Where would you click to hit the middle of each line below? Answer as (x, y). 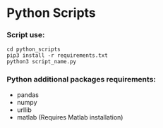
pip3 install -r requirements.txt (58, 56)
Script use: (26, 35)
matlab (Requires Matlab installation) (70, 117)
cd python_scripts (34, 50)
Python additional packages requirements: (81, 79)
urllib (24, 110)
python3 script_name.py (42, 62)
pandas (28, 95)
